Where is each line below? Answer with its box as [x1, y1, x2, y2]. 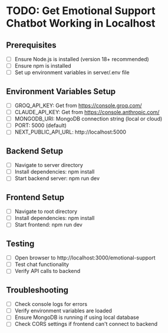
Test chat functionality [14, 261, 70, 268]
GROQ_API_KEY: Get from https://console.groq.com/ [14, 102, 142, 109]
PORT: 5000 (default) [14, 122, 67, 129]
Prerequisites [6, 40, 57, 50]
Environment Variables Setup [6, 86, 116, 96]
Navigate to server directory [14, 162, 84, 169]
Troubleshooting [6, 285, 69, 295]
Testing [6, 238, 35, 248]
